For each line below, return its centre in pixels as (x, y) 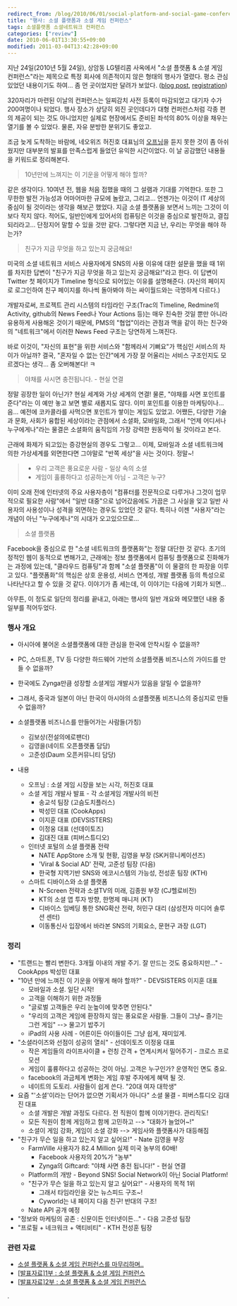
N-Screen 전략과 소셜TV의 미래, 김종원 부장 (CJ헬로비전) (117, 891)
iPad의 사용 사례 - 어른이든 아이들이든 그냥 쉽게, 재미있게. (107, 1033)
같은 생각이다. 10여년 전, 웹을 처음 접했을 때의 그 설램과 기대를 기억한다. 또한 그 (115, 189)
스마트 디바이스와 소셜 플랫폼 (68, 882)
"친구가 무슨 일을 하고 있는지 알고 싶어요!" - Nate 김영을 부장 (101, 1139)
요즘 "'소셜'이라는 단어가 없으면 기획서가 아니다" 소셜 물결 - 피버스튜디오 (117, 1095)
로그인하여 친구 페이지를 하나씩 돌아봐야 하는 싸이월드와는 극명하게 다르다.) (117, 290)
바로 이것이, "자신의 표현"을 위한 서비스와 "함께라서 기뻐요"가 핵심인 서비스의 (113, 346)
